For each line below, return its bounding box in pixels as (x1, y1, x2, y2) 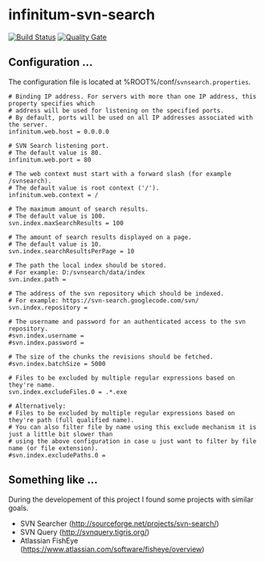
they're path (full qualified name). (8, 416, 135, 424)
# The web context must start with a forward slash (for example (8, 170, 231, 178)
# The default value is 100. (8, 211, 106, 220)
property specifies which (8, 99, 95, 108)
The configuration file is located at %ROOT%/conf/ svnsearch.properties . (8, 76, 251, 86)
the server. (8, 121, 48, 129)
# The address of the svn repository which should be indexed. (8, 289, 225, 297)
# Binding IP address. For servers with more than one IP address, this (8, 92, 257, 101)
